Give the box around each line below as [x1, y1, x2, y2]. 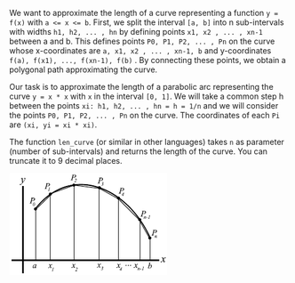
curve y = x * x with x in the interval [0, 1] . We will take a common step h [9, 91, 284, 101]
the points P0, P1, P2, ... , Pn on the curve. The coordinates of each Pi [9, 110, 281, 120]
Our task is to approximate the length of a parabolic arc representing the [9, 82, 274, 92]
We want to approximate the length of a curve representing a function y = [9, 8, 278, 18]
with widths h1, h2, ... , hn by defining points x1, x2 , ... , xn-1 [9, 27, 264, 36]
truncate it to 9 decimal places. [9, 156, 123, 166]
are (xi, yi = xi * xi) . [9, 119, 98, 130]
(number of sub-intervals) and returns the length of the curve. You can [9, 146, 268, 157]
